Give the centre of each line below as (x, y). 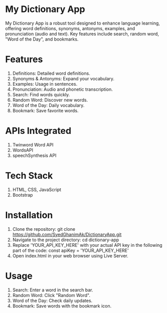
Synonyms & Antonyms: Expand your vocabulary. (63, 78)
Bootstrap (23, 195)
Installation (29, 215)
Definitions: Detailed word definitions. (51, 73)
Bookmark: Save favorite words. (45, 110)
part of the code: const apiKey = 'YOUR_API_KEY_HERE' (70, 250)
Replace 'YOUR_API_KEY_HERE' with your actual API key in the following (87, 245)
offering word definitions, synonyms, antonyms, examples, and (70, 28)
